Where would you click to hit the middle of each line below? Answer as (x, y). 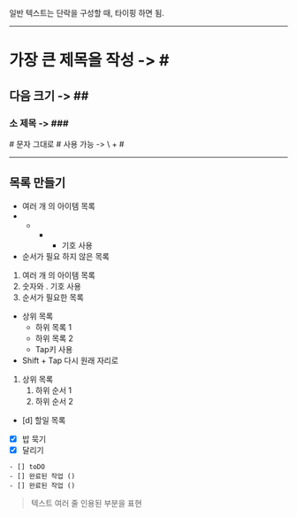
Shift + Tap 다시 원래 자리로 (70, 360)
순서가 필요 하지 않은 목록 (66, 256)
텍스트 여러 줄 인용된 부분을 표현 (86, 503)
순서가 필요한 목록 (53, 297)
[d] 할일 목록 (44, 420)
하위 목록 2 (54, 338)
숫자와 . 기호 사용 (51, 286)
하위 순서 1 (53, 390)
